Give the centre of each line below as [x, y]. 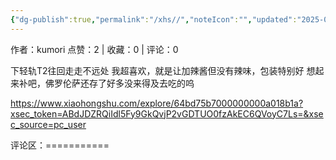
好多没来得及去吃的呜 [150, 83]
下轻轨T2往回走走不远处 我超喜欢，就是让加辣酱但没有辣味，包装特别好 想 [163, 70]
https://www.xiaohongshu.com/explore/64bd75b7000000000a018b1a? [157, 103]
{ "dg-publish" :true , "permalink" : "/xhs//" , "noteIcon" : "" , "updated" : [154, 19]
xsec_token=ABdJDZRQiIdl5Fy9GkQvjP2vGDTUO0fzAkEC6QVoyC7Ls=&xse [167, 113]
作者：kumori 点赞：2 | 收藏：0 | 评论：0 [94, 49]
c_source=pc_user [48, 124]
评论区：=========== [60, 145]
